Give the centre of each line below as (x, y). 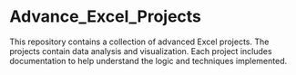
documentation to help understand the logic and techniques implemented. (148, 61)
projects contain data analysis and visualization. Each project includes (141, 51)
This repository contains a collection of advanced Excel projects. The (139, 42)
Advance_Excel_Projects (106, 17)
